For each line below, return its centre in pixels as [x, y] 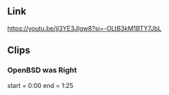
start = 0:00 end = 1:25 [40, 85]
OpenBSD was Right [42, 71]
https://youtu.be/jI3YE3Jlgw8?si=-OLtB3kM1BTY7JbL [84, 28]
